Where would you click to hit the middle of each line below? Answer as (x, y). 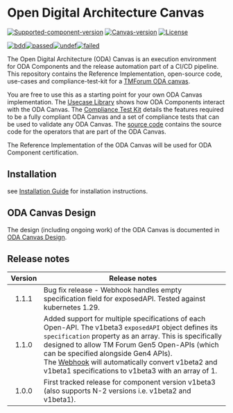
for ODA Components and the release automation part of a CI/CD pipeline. (113, 66)
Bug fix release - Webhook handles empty (113, 290)
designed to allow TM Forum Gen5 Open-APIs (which (132, 345)
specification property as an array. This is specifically (133, 337)
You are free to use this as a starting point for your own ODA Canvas (105, 95)
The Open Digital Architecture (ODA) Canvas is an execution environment (112, 59)
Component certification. (43, 152)
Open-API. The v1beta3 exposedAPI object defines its (131, 327)
